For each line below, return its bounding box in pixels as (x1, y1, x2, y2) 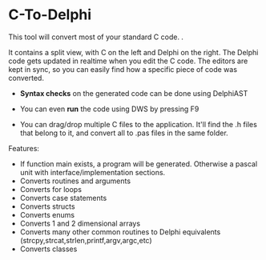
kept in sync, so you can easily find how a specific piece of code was (8, 64, 238, 74)
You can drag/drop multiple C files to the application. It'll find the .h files (19, 119, 258, 129)
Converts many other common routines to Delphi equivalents (19, 226, 221, 237)
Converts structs (19, 202, 75, 211)
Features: (8, 143, 40, 153)
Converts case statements (19, 193, 107, 202)
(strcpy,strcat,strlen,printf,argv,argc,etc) (19, 235, 152, 245)
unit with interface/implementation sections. (19, 167, 166, 177)
